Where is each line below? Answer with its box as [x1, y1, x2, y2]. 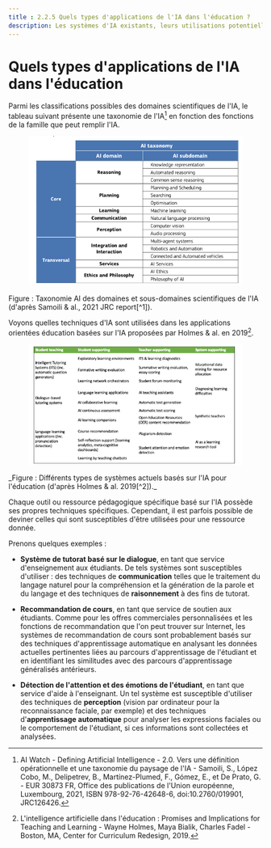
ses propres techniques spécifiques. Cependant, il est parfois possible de [8, 505, 253, 515]
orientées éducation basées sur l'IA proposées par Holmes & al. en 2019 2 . [8, 327, 254, 338]
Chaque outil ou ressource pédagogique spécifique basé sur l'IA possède [8, 497, 253, 507]
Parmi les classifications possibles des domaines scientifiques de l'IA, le [8, 101, 248, 111]
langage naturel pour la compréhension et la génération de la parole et [19, 580, 254, 589]
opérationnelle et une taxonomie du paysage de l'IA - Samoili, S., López [19, 763, 258, 773]
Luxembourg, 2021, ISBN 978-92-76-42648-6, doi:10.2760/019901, [19, 789, 244, 799]
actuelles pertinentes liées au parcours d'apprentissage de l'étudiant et [19, 647, 257, 656]
